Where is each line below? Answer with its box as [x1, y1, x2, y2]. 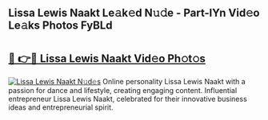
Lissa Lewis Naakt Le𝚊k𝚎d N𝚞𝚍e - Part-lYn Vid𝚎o [8, 6, 260, 20]
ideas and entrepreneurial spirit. [8, 103, 114, 112]
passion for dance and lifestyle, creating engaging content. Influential [8, 86, 238, 95]
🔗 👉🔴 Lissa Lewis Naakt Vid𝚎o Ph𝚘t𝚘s [8, 52, 206, 65]
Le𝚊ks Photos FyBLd [8, 19, 114, 33]
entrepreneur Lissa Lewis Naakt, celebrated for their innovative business [8, 95, 248, 103]
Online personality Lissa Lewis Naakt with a [102, 77, 246, 86]
